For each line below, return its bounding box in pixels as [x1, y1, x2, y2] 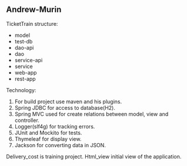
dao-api [14, 44, 34, 51]
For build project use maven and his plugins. [14, 98, 122, 105]
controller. [14, 117, 39, 124]
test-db [14, 38, 33, 45]
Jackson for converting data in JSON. [14, 141, 106, 148]
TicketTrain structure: [6, 20, 58, 27]
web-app [14, 69, 37, 76]
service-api [14, 56, 43, 63]
